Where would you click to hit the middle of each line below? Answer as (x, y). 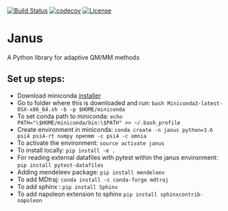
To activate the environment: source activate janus (91, 143)
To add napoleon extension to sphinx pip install (87, 194)
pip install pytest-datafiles (60, 165)
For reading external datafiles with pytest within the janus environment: (117, 157)
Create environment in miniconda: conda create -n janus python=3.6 (115, 129)
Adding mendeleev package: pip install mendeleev (91, 172)
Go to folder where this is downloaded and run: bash (91, 102)
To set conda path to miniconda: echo (70, 116)
